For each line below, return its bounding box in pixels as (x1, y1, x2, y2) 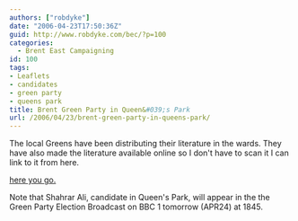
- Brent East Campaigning (17, 47, 115, 56)
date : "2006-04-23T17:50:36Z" (9, 22, 123, 31)
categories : (9, 38, 54, 48)
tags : (9, 64, 30, 73)
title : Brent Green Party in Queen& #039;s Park (9, 105, 191, 114)
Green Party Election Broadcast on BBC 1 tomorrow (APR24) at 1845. (9, 201, 263, 212)
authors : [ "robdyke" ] (9, 13, 91, 22)
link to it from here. (9, 157, 79, 168)
